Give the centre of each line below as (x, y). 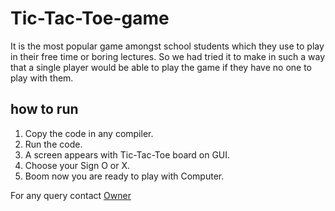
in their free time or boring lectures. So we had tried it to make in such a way (168, 56)
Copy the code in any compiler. (89, 133)
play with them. (42, 78)
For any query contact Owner (71, 195)
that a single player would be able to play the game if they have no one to (161, 67)
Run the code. (53, 144)
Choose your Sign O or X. (77, 165)
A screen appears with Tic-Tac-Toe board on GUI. (127, 154)
